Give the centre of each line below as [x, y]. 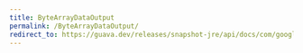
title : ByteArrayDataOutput [62, 18]
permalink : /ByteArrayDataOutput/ [74, 26]
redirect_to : [34, 34]
